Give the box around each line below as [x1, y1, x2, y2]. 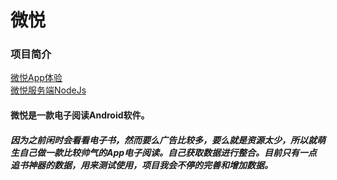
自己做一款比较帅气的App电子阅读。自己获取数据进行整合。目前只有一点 [18, 146, 318, 158]
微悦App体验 [10, 72, 63, 84]
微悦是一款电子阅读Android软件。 [10, 109, 150, 121]
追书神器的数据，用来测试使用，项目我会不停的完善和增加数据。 [10, 159, 273, 171]
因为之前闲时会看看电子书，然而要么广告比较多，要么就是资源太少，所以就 [10, 134, 317, 146]
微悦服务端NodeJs [10, 84, 87, 96]
